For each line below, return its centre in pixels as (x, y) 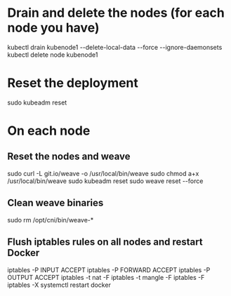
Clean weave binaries (55, 203)
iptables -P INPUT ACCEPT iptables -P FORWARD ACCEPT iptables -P (109, 270)
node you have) (53, 28)
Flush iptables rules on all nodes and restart (105, 242)
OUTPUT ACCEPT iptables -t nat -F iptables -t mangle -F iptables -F (106, 277)
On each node (49, 131)
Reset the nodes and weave (69, 157)
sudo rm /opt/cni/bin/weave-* (51, 220)
